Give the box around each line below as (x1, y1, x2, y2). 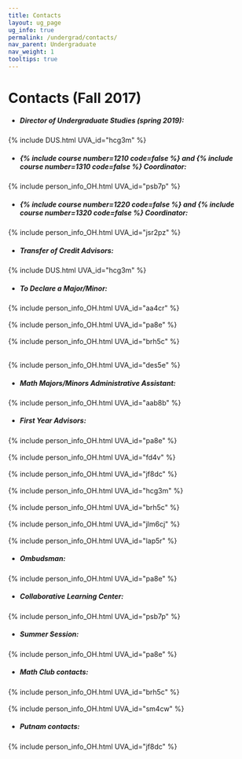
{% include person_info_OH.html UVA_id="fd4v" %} (8, 453, 176, 462)
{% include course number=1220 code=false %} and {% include (19, 200, 235, 209)
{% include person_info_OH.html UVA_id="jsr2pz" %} (8, 227, 181, 236)
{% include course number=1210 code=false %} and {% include (19, 153, 233, 163)
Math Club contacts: (19, 667, 89, 676)
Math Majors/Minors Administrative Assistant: (19, 378, 176, 387)
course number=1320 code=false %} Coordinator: (19, 207, 189, 217)
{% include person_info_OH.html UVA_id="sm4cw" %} (8, 704, 185, 713)
